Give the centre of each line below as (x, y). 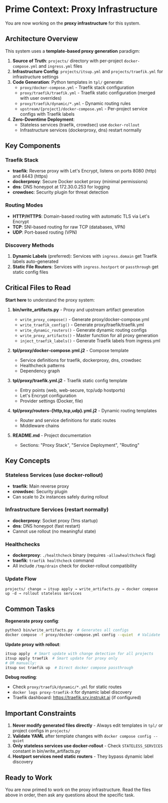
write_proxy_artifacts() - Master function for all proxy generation (89, 335)
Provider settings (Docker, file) (51, 401)
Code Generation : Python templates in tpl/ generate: (68, 82)
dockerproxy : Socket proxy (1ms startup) (55, 521)
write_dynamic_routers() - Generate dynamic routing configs (83, 330)
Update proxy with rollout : (33, 644)
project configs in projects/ (41, 731)
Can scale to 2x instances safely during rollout (60, 497)
